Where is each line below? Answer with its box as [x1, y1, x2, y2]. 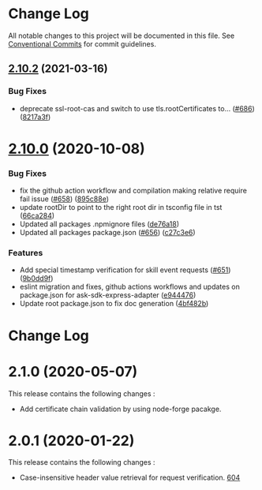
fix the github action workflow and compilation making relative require [19, 186, 247, 196]
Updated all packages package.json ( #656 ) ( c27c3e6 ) [19, 228, 196, 238]
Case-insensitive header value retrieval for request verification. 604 [19, 473, 241, 482]
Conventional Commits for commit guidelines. [8, 39, 156, 48]
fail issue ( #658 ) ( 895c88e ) [19, 194, 109, 204]
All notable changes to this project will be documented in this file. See [8, 31, 235, 40]
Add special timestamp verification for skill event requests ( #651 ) [19, 265, 231, 275]
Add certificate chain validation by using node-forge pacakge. [19, 404, 222, 413]
